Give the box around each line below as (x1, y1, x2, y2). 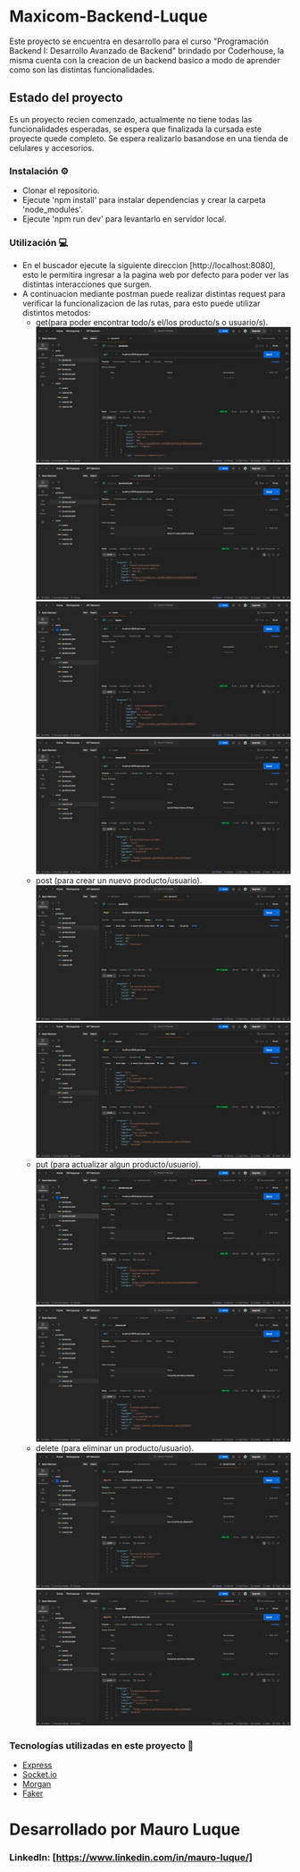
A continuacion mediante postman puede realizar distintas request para (21, 289, 286, 299)
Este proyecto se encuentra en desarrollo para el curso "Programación (9, 36, 270, 46)
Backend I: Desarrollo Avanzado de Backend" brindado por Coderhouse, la (9, 45, 285, 55)
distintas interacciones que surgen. (21, 279, 152, 290)
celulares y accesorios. (9, 142, 95, 153)
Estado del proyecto (9, 90, 123, 105)
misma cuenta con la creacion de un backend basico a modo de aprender (9, 55, 280, 65)
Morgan (21, 1779, 52, 1790)
